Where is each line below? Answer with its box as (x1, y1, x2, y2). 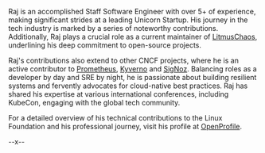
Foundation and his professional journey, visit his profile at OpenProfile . (8, 122, 243, 131)
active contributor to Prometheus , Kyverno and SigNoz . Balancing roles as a (8, 64, 257, 74)
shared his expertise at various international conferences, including (8, 90, 229, 98)
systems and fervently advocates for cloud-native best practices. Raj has (8, 81, 248, 90)
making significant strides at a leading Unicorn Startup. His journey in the (8, 15, 248, 25)
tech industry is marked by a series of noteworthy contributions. (8, 24, 219, 33)
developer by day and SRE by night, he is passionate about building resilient (8, 73, 257, 82)
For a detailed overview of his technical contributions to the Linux (8, 113, 223, 122)
